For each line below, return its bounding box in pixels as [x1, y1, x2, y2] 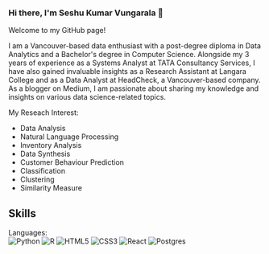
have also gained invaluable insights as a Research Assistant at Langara [8, 67, 247, 76]
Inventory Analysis [19, 141, 82, 150]
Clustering [19, 174, 55, 184]
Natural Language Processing [19, 132, 119, 141]
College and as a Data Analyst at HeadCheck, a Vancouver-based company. [8, 76, 261, 85]
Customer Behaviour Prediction [19, 158, 125, 167]
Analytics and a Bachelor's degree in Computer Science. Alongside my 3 [8, 50, 250, 59]
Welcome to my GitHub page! [8, 26, 106, 35]
